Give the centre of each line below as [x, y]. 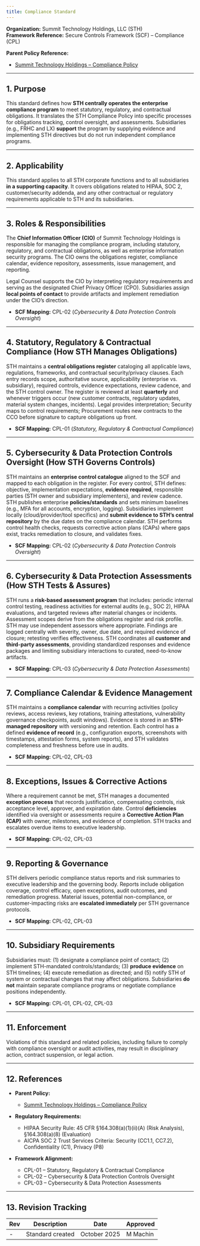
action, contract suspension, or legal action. [60, 1054]
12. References [34, 1079]
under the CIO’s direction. [37, 300]
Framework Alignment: [44, 1159]
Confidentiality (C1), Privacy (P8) [64, 1147]
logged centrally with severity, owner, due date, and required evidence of [96, 631]
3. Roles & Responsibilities [56, 224]
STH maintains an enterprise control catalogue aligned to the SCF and [93, 477]
